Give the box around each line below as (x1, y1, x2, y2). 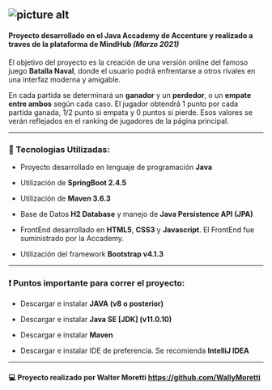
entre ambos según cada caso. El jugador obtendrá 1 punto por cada (8, 99, 239, 108)
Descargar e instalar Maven (19, 330, 113, 340)
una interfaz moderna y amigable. (8, 74, 121, 84)
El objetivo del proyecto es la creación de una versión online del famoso (8, 57, 249, 67)
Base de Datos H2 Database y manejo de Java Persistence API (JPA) (19, 209, 253, 218)
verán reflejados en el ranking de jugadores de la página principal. (8, 116, 229, 125)
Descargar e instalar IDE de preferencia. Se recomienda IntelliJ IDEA (19, 345, 249, 356)
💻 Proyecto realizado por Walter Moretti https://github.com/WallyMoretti (8, 372, 261, 382)
